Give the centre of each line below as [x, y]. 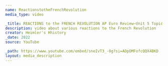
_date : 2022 [18, 37]
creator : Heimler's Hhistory [36, 33]
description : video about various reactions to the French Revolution [81, 28]
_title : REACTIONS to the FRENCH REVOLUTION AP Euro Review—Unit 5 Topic [84, 23]
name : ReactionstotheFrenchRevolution [46, 10]
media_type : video [24, 14]
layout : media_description [33, 55]
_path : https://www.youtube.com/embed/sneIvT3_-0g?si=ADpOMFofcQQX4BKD [82, 51]
